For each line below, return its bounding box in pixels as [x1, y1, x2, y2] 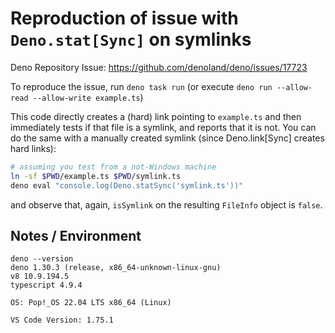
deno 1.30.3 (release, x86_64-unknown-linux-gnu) [10, 263, 222, 273]
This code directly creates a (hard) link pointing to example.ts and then [10, 110, 302, 122]
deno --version [10, 254, 74, 264]
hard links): [10, 142, 57, 154]
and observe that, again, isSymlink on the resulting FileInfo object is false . [10, 198, 323, 211]
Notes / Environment [10, 227, 142, 244]
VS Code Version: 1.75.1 [10, 315, 114, 326]
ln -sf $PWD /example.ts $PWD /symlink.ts [10, 171, 182, 181]
